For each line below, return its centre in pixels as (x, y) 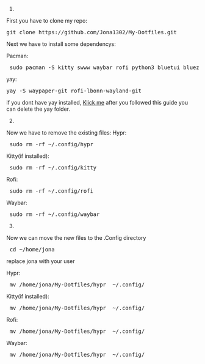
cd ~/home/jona (32, 249)
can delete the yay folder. (38, 109)
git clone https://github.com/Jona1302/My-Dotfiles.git (92, 32)
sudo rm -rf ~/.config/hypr (51, 144)
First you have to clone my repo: (47, 20)
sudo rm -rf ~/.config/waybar (55, 214)
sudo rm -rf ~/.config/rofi (51, 191)
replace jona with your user (41, 261)
